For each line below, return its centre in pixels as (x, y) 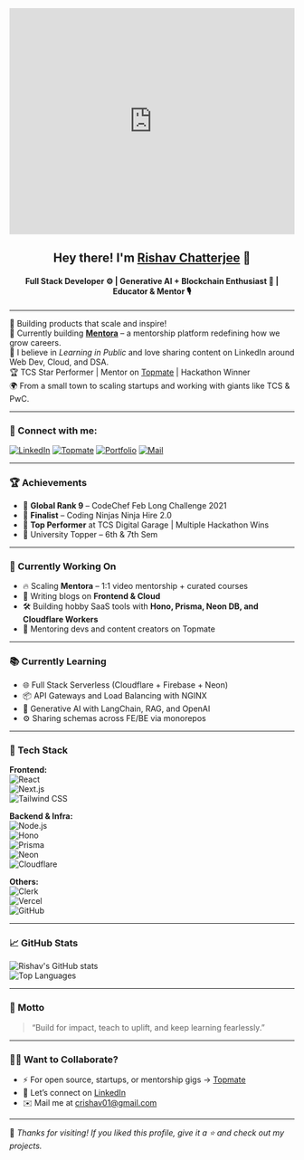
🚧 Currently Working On (63, 566)
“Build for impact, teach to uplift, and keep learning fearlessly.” (148, 1027)
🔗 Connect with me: (53, 431)
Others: (24, 882)
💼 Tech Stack (39, 750)
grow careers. (35, 342)
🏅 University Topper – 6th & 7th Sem (90, 535)
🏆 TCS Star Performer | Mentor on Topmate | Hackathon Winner (130, 372)
